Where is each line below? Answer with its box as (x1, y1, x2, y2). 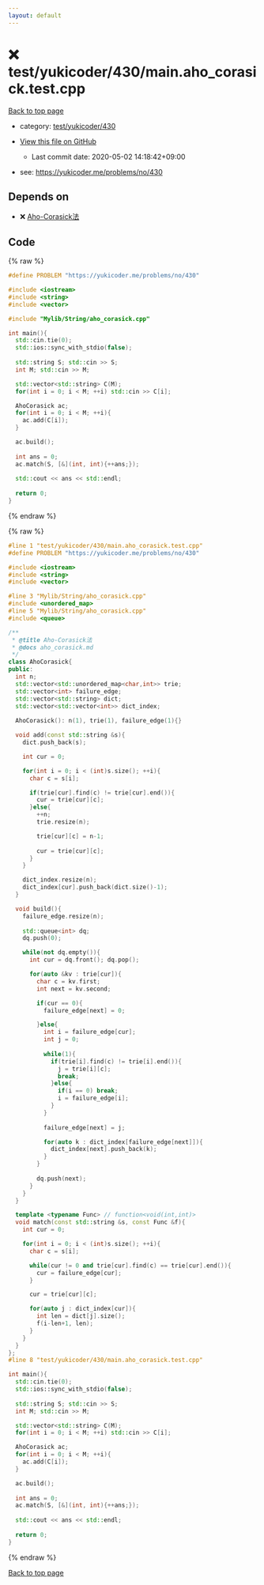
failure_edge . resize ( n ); (22, 912, 104, 920)
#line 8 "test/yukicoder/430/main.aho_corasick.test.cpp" (8, 1357, 203, 1364)
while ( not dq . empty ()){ (22, 949, 101, 957)
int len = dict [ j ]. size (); (36, 1312, 126, 1320)
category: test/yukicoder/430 (19, 121, 116, 130)
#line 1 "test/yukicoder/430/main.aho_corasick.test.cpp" (8, 542, 203, 549)
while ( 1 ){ (43, 1050, 77, 1058)
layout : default (8, 11, 62, 20)
